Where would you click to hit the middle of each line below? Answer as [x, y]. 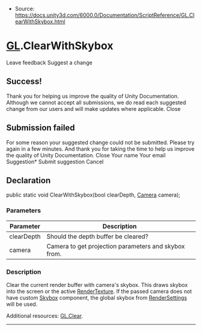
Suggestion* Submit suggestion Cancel [55, 162]
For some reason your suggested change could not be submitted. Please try [100, 142]
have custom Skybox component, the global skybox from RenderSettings [97, 297]
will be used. [22, 304]
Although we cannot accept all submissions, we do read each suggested [96, 102]
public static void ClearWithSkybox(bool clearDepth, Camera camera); [93, 195]
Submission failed [41, 128]
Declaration [29, 180]
